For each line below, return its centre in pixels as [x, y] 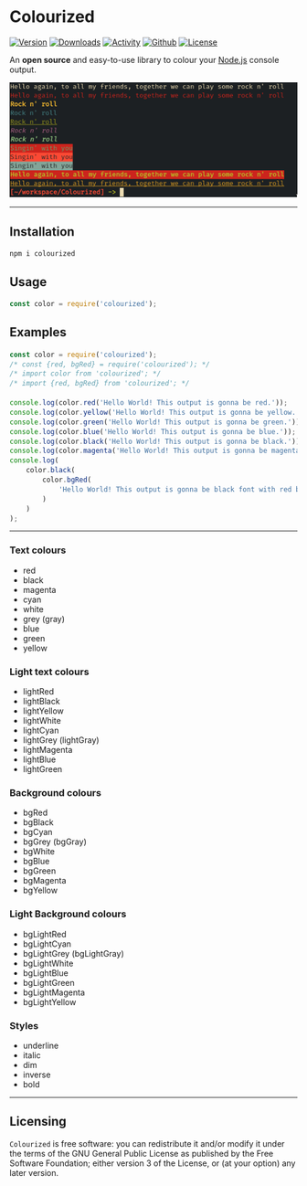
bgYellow [40, 890]
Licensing [38, 1122]
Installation [42, 232]
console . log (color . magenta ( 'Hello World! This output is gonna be [138, 451]
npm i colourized [42, 254]
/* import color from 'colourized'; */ [85, 374]
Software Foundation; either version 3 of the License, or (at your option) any [153, 1163]
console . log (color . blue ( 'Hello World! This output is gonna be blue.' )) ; [153, 431]
